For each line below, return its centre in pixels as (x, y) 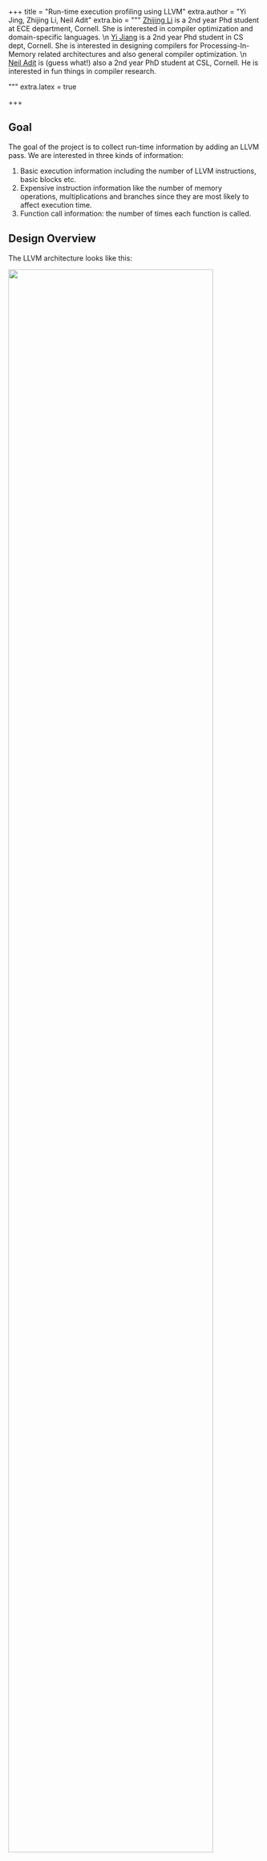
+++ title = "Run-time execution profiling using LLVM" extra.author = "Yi (127, 12)
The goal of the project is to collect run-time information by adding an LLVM (133, 147)
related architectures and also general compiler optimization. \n (142, 54)
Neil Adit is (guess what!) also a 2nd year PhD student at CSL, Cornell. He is (133, 63)
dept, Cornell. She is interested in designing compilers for (103, 46)
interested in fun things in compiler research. (82, 71)
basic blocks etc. (48, 179)
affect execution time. (56, 204)
